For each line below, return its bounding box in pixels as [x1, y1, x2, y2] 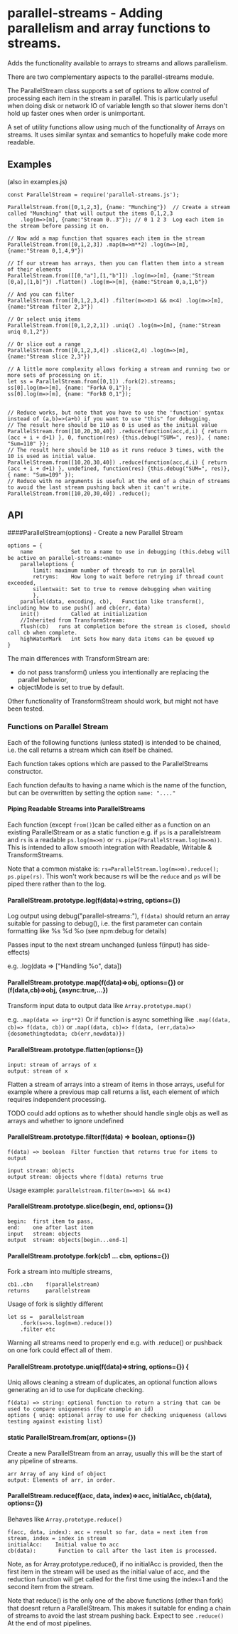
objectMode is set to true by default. [17, 683, 124, 691]
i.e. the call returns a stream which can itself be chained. [7, 746, 173, 754]
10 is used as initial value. [7, 452, 97, 460]
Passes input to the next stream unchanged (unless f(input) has [7, 940, 193, 949]
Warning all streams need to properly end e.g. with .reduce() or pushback [7, 1339, 222, 1347]
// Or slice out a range [7, 340, 81, 348]
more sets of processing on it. [7, 371, 103, 378]
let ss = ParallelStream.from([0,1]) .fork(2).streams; [7, 378, 176, 385]
